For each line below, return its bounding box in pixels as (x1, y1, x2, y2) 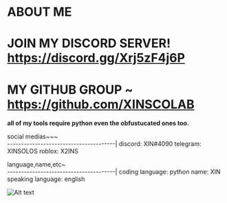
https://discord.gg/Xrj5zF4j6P (7, 50, 186, 66)
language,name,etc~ (7, 160, 66, 169)
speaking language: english (7, 175, 85, 183)
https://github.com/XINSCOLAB (7, 96, 195, 112)
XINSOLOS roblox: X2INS (7, 147, 79, 156)
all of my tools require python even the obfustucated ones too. (7, 119, 189, 127)
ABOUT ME (7, 4, 72, 20)
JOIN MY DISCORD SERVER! (7, 36, 171, 52)
